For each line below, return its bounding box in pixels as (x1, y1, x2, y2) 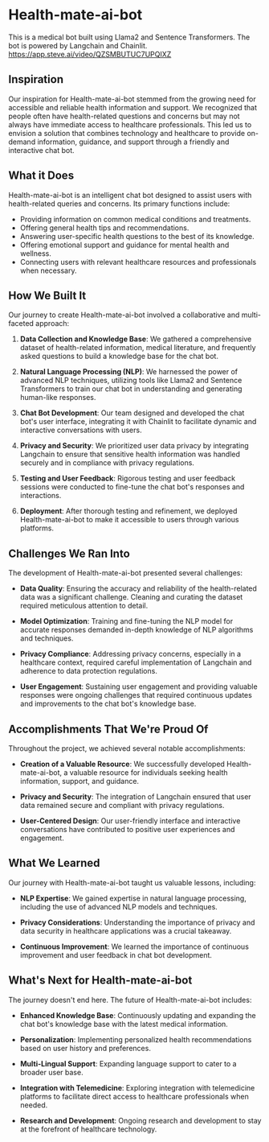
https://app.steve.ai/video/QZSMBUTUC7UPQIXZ (8, 49, 172, 59)
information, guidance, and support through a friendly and (37, 137, 230, 146)
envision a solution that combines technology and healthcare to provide (8, 128, 246, 138)
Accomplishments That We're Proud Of (8, 722, 209, 736)
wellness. (19, 248, 52, 258)
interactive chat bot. (8, 145, 75, 155)
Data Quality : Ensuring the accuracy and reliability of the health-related (19, 583, 257, 593)
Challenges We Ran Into (8, 546, 130, 560)
